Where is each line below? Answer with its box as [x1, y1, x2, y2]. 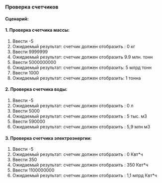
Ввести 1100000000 [12, 167, 55, 173]
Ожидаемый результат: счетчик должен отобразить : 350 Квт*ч [12, 162, 149, 168]
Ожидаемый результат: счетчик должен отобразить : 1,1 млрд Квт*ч [12, 173, 158, 179]
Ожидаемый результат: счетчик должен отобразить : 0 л [12, 103, 134, 109]
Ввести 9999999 [12, 49, 48, 55]
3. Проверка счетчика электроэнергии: [5, 135, 92, 141]
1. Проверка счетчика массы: [5, 27, 70, 33]
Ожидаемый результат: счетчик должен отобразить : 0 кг [12, 43, 135, 49]
